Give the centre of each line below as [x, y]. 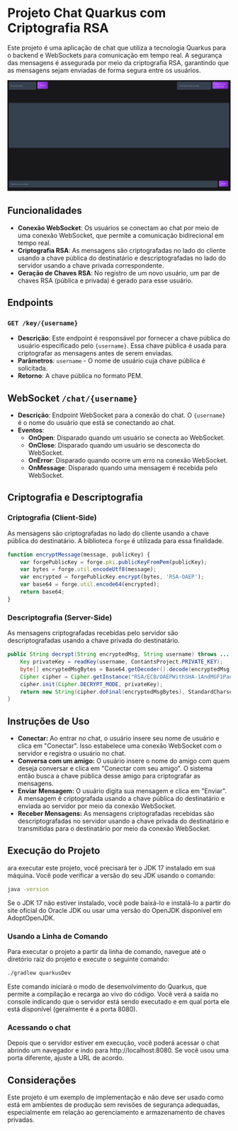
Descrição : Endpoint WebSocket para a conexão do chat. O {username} [121, 415]
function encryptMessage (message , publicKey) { [79, 555]
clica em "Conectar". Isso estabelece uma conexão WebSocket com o [119, 746]
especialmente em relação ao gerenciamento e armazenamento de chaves [116, 1113]
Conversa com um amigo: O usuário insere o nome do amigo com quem [124, 761]
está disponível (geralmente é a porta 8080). [73, 1009]
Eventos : [31, 431]
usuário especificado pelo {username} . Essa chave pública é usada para [122, 346]
